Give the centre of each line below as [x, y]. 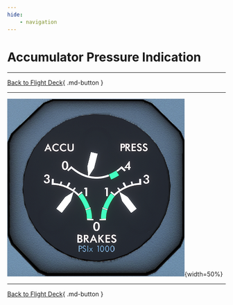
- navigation [38, 22]
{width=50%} [204, 274]
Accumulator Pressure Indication [104, 57]
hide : [15, 15]
